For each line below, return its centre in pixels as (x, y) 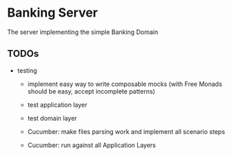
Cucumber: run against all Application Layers (91, 145)
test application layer (57, 105)
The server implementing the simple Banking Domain (83, 32)
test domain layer (52, 118)
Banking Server (53, 13)
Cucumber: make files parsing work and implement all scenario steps (126, 131)
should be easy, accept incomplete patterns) (91, 91)
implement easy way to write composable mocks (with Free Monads (125, 84)
